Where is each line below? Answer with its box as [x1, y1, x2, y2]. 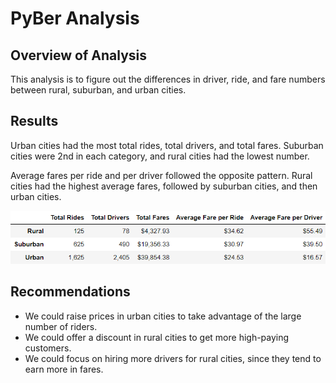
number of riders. [24, 320, 98, 332]
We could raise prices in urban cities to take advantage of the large [24, 310, 302, 322]
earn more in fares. [24, 363, 104, 375]
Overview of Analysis [10, 47, 148, 64]
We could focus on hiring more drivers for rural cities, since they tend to [24, 352, 322, 364]
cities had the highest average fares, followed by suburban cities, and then [10, 180, 318, 192]
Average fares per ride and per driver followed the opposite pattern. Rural [10, 169, 313, 181]
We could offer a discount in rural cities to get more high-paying [24, 331, 290, 343]
